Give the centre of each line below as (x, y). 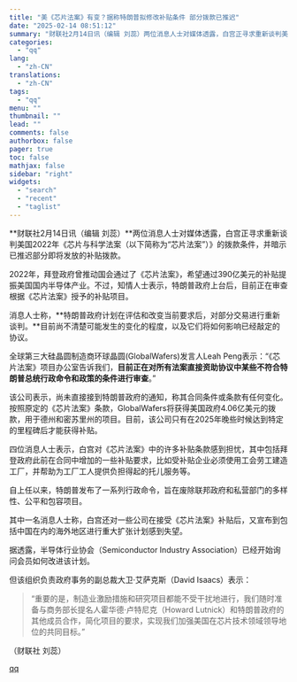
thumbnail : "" (35, 116)
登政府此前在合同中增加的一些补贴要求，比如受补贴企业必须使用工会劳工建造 (148, 460)
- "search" (37, 190)
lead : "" (25, 125)
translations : (35, 75)
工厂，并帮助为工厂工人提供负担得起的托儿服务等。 (102, 471)
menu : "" (25, 108)
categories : (31, 42)
